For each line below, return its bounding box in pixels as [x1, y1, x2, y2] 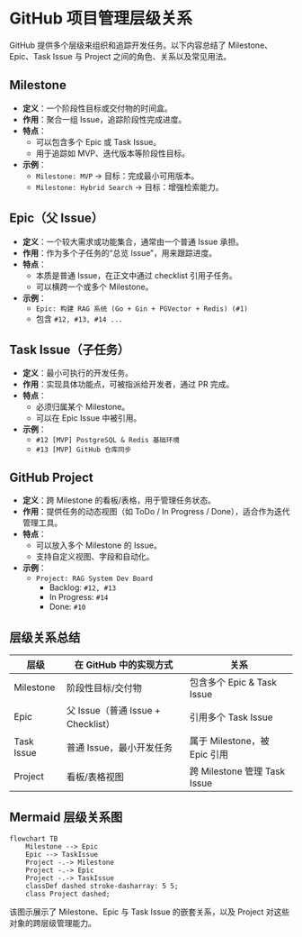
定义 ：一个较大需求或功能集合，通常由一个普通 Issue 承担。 [22, 236, 244, 247]
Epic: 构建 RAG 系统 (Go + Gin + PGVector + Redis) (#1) [35, 304, 249, 314]
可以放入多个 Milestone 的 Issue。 [35, 540, 162, 550]
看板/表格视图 [66, 771, 124, 783]
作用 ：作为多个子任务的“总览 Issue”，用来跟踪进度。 [22, 247, 218, 258]
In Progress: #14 [49, 592, 109, 603]
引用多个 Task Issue [189, 711, 273, 723]
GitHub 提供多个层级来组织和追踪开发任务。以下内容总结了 [9, 40, 226, 50]
